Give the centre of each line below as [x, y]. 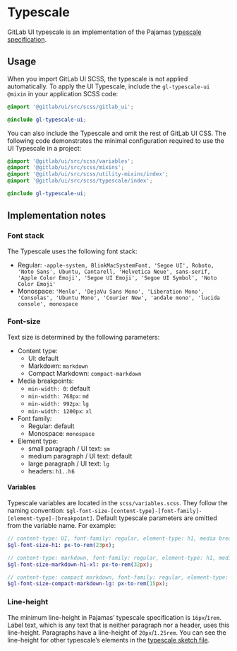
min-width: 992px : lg [59, 403]
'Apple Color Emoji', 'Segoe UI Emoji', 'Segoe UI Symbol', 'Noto [117, 278]
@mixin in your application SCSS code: [63, 93]
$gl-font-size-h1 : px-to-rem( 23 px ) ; [61, 545]
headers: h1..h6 [51, 471]
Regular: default [51, 426]
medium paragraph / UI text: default [80, 456]
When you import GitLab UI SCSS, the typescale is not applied [98, 79]
